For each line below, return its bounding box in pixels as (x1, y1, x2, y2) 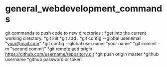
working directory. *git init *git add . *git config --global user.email (5, 35, 142, 41)
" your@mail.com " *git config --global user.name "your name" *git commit (5, 40, 157, 46)
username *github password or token (5, 56, 82, 62)
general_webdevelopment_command (5, 3, 163, 14)
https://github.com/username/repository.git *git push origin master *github (5, 51, 159, 57)
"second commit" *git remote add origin (10, 46, 93, 52)
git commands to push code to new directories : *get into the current (5, 30, 146, 36)
